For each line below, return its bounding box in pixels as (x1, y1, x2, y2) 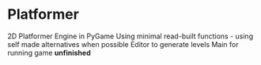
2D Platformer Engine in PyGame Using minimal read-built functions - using (7, 31, 254, 41)
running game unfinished (7, 48, 92, 57)
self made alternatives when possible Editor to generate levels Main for (7, 39, 239, 49)
